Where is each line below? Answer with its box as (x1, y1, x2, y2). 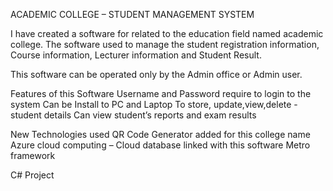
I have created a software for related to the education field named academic (10, 28, 324, 39)
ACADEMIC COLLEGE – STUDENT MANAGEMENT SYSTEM (10, 9, 255, 20)
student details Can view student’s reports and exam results (10, 109, 257, 121)
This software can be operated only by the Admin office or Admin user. (10, 69, 303, 80)
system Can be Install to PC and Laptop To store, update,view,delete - (10, 99, 298, 110)
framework (10, 150, 56, 161)
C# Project (10, 169, 55, 181)
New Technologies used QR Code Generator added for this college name (10, 129, 311, 140)
